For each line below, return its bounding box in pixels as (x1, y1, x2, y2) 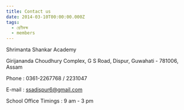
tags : (6, 19, 19, 25)
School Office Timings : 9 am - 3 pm (6, 97, 94, 105)
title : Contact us (6, 8, 51, 15)
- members (11, 30, 35, 36)
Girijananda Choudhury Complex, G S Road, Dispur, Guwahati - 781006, (6, 58, 179, 65)
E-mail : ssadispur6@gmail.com (6, 86, 83, 93)
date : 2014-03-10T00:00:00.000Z (6, 14, 85, 20)
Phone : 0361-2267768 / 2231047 (6, 75, 87, 82)
